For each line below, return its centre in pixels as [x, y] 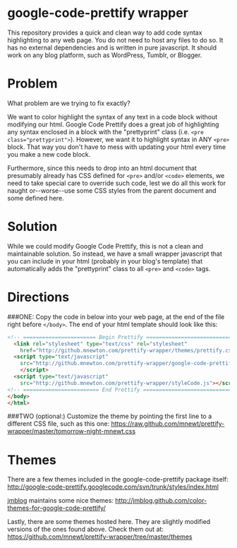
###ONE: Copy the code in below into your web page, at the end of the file [116, 316]
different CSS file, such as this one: [59, 424]
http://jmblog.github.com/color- [161, 501]
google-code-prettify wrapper [98, 13]
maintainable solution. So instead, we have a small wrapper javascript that [115, 254]
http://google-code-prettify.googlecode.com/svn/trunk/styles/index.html [113, 487]
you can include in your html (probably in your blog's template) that [105, 261]
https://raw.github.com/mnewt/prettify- [168, 424]
